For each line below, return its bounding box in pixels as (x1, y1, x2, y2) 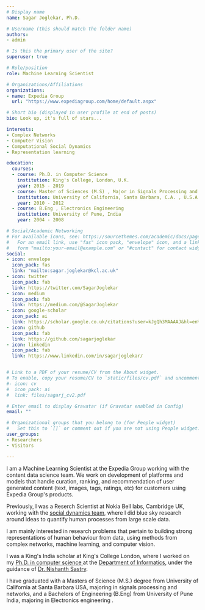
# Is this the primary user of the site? (6, 48, 113, 54)
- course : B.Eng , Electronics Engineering (12, 205, 124, 211)
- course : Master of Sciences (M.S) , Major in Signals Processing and (12, 188, 198, 194)
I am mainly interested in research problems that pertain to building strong (6, 527, 193, 535)
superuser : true (6, 54, 48, 60)
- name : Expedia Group (6, 93, 64, 99)
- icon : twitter (6, 273, 48, 279)
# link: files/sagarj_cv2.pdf (6, 392, 86, 398)
